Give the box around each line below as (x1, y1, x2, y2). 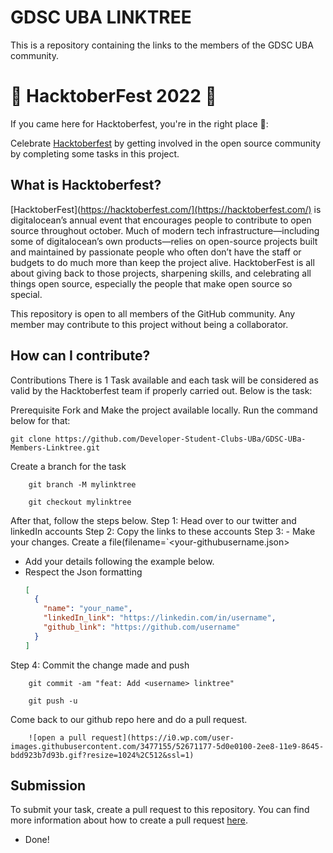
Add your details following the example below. (24, 555, 215, 567)
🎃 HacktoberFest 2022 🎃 (10, 85, 217, 108)
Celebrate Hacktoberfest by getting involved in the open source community (10, 137, 322, 149)
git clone (10, 434, 52, 444)
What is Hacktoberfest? (10, 177, 162, 194)
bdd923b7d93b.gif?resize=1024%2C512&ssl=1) (10, 750, 195, 760)
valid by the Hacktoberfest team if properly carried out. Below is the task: (10, 384, 313, 396)
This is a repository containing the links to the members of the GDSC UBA (10, 39, 314, 51)
